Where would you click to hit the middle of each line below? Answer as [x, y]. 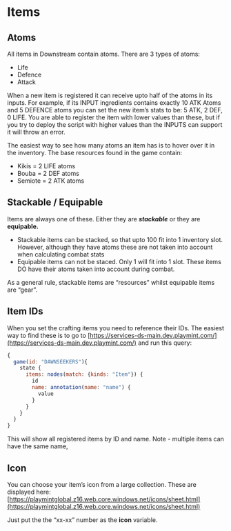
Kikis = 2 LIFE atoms [46, 166]
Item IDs [25, 311]
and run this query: [165, 343]
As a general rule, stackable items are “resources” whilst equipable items [111, 282]
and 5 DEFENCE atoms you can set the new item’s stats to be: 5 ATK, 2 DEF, [115, 110]
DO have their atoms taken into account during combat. [96, 269]
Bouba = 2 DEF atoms [48, 173]
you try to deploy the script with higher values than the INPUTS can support [115, 124]
